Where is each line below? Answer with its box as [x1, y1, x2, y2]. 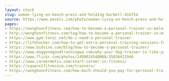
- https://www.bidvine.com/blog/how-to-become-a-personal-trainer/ [5, 45, 150, 50]
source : [5, 17, 21, 22]
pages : [5, 21, 19, 27]
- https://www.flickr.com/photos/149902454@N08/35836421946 [5, 54, 134, 59]
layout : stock [5, 7, 35, 13]
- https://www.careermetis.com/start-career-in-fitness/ [5, 59, 127, 64]
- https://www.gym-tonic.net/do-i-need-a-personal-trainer [5, 36, 132, 41]
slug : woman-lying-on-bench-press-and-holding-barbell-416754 [5, 12, 138, 17]
